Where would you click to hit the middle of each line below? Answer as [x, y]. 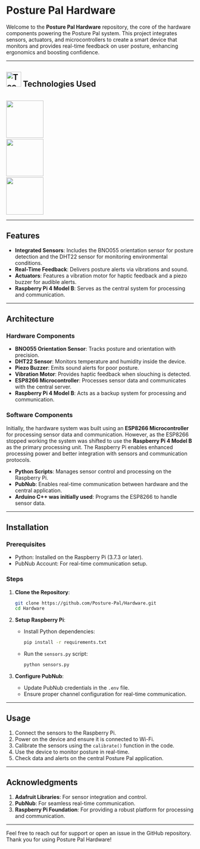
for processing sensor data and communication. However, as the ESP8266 [98, 434]
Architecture [30, 319]
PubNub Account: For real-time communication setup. [81, 564]
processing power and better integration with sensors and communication [97, 453]
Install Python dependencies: [59, 632]
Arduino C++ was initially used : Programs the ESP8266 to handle [96, 496]
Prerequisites [26, 544]
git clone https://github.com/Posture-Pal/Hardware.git [85, 603]
